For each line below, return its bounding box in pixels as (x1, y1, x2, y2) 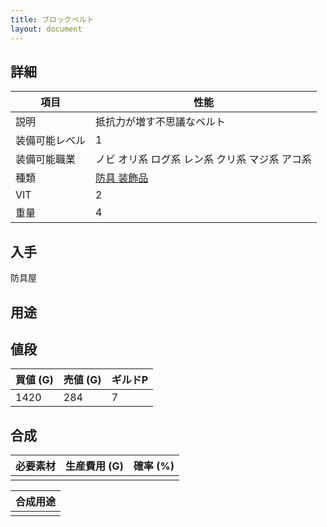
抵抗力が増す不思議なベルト (95, 115, 227, 129)
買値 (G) (15, 373, 54, 387)
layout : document (10, 24, 83, 34)
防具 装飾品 (95, 171, 149, 185)
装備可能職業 (15, 152, 77, 166)
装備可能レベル (15, 134, 87, 148)
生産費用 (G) (65, 459, 124, 473)
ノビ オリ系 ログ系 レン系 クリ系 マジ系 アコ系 (95, 152, 312, 166)
